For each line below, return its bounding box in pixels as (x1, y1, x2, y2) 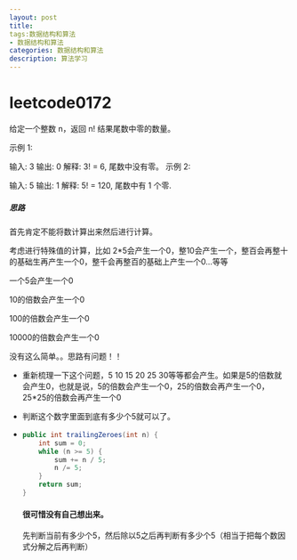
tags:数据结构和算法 (9, 29, 76, 38)
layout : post (9, 12, 58, 22)
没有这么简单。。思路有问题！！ (9, 351, 123, 361)
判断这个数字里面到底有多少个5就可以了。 (21, 410, 176, 421)
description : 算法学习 (9, 54, 88, 63)
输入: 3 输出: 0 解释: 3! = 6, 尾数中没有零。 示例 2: (9, 161, 191, 172)
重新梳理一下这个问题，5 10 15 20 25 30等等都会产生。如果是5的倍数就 (21, 369, 283, 380)
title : (9, 21, 34, 30)
